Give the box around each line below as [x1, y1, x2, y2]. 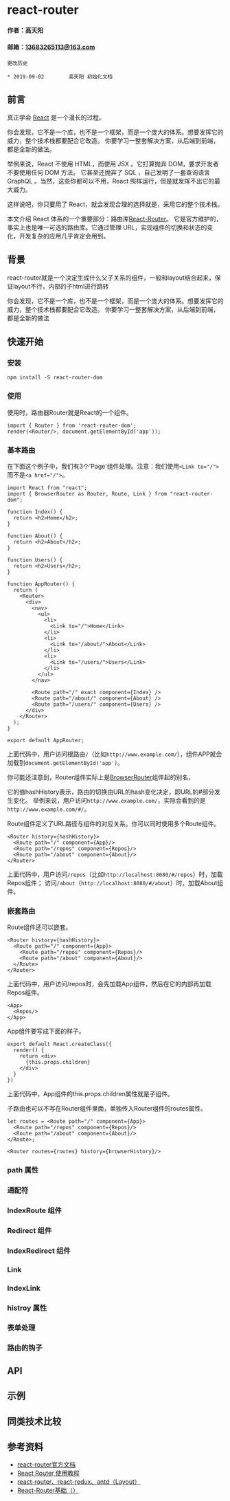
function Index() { [7, 508, 63, 515]
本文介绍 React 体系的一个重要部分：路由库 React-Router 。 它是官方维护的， [7, 214, 222, 223]
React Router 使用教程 [16, 1469, 80, 1478]
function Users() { [7, 556, 63, 564]
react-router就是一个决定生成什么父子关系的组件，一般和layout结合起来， [7, 274, 215, 282]
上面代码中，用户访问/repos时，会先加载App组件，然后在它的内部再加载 [7, 980, 211, 988]
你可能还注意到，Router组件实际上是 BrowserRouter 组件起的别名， [7, 772, 194, 781]
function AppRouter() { [7, 580, 76, 588]
